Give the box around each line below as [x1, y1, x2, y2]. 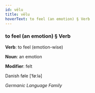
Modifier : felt [5, 63, 32, 69]
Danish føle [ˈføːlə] [5, 73, 42, 79]
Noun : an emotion [5, 53, 42, 59]
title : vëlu [5, 12, 30, 17]
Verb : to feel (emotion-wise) [5, 44, 64, 50]
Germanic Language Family [5, 82, 62, 88]
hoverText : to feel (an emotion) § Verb [5, 16, 91, 21]
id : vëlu [5, 7, 23, 12]
